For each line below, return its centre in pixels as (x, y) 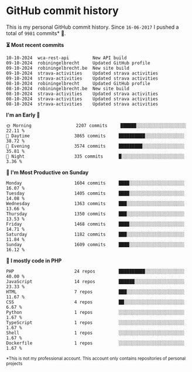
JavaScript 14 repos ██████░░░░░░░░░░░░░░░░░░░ (95, 281)
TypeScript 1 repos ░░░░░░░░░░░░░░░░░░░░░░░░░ (95, 322)
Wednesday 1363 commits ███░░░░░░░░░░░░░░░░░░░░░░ (95, 203)
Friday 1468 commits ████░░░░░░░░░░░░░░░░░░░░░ (95, 224)
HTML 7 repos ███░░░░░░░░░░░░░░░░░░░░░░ (95, 292)
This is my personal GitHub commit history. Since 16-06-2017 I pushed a (92, 27)
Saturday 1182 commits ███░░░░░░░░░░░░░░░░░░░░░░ (95, 234)
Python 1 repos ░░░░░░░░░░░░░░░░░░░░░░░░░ (95, 312)
